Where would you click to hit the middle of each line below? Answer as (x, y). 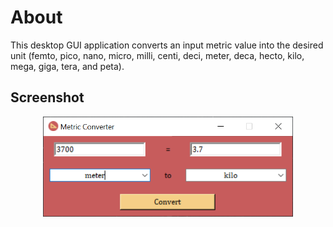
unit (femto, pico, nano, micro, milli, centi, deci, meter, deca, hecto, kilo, (157, 55)
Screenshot (47, 97)
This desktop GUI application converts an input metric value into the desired (167, 45)
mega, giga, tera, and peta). (67, 66)
